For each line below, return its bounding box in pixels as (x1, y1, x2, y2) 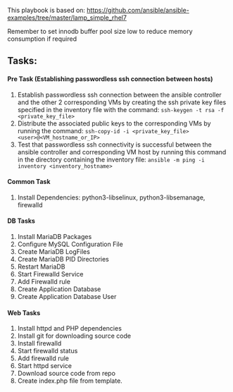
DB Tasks (7, 216, 35, 225)
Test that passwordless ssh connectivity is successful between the (17, 140, 213, 149)
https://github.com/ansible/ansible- (87, 6, 190, 14)
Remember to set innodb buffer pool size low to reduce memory (7, 27, 193, 35)
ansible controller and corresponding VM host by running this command (17, 147, 227, 156)
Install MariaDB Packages (17, 233, 92, 240)
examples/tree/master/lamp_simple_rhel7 (7, 13, 127, 22)
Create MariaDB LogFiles (17, 247, 90, 256)
